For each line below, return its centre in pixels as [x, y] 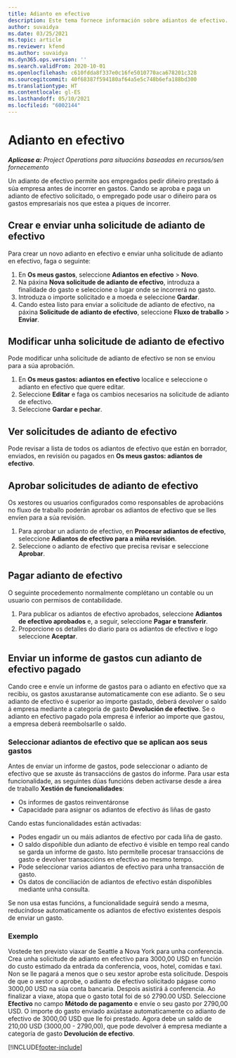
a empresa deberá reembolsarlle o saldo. [67, 724]
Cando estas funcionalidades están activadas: [75, 823]
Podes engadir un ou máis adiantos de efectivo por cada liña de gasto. [120, 837]
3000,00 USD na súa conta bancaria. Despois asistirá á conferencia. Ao [112, 989]
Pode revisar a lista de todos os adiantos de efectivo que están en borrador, [118, 448]
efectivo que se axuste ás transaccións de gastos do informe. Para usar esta [119, 773]
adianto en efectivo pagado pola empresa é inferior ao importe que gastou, [117, 716]
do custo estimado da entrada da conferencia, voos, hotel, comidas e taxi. [115, 966]
